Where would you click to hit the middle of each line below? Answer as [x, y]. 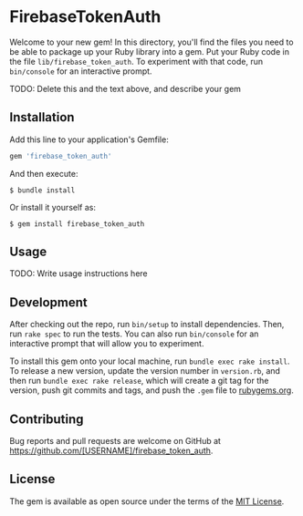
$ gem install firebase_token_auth [77, 224]
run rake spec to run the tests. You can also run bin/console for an [134, 334]
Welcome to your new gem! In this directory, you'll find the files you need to [151, 42]
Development [49, 302]
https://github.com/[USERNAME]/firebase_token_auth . [111, 451]
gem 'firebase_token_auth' [61, 156]
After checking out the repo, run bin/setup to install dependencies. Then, [147, 325]
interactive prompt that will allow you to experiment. [107, 344]
